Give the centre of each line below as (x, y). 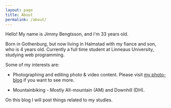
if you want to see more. (49, 80)
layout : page (19, 10)
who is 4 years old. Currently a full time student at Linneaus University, (80, 50)
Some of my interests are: (32, 65)
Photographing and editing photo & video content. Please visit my (81, 75)
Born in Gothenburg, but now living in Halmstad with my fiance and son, (81, 44)
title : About (19, 15)
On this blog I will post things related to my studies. (59, 100)
